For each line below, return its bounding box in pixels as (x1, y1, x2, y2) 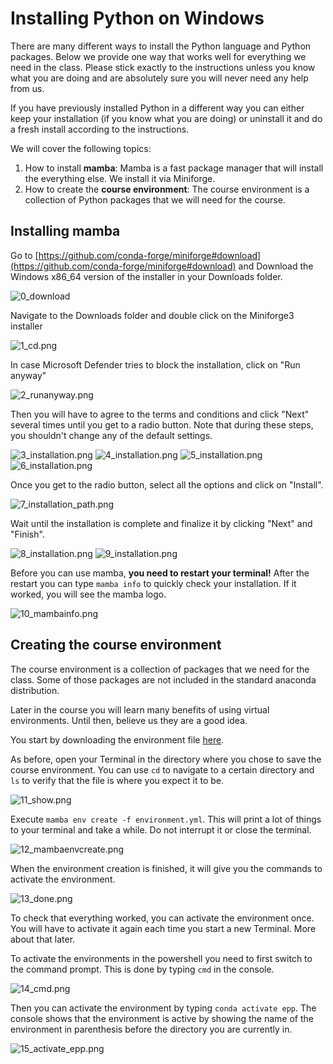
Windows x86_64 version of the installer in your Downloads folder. (10, 270, 283, 282)
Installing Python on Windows (10, 7, 265, 30)
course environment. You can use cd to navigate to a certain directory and (10, 763, 315, 776)
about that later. (10, 933, 76, 945)
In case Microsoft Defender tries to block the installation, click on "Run (10, 358, 301, 371)
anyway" (10, 369, 47, 381)
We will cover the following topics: (10, 142, 152, 154)
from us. (10, 82, 45, 94)
